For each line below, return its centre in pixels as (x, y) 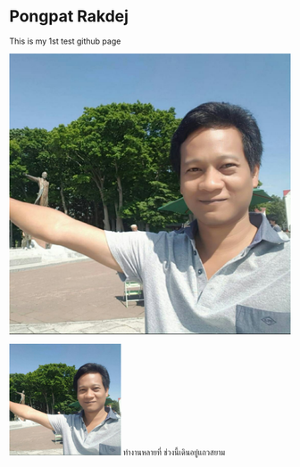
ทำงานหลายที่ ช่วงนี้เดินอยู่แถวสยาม (174, 452)
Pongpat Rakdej (69, 16)
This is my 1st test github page (65, 41)
